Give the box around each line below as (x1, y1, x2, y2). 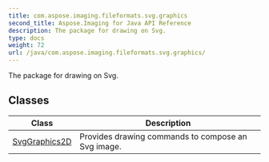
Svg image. (79, 140, 122, 152)
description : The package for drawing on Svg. (8, 26, 167, 34)
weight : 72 (8, 41, 45, 49)
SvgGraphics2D (12, 136, 72, 147)
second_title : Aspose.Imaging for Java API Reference (8, 19, 192, 27)
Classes (8, 93, 50, 108)
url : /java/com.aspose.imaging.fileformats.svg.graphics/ (8, 49, 206, 57)
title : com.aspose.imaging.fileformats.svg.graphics (8, 11, 188, 20)
